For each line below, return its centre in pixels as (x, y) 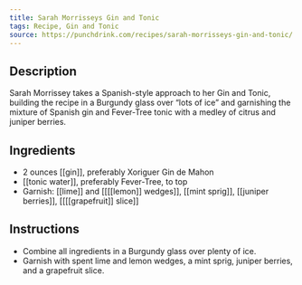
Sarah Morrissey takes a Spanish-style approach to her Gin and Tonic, (140, 93)
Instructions (44, 229)
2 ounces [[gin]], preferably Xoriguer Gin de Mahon (118, 172)
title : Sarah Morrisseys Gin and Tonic (85, 18)
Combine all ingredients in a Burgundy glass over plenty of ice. (139, 251)
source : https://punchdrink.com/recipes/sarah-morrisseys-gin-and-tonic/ (151, 34)
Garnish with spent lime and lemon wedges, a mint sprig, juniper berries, (158, 261)
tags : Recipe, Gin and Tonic (64, 26)
